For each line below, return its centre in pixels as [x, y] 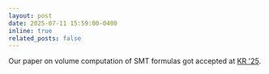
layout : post [30, 16]
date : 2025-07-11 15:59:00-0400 [63, 23]
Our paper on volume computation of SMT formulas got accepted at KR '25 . [135, 61]
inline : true [30, 31]
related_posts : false [45, 38]
